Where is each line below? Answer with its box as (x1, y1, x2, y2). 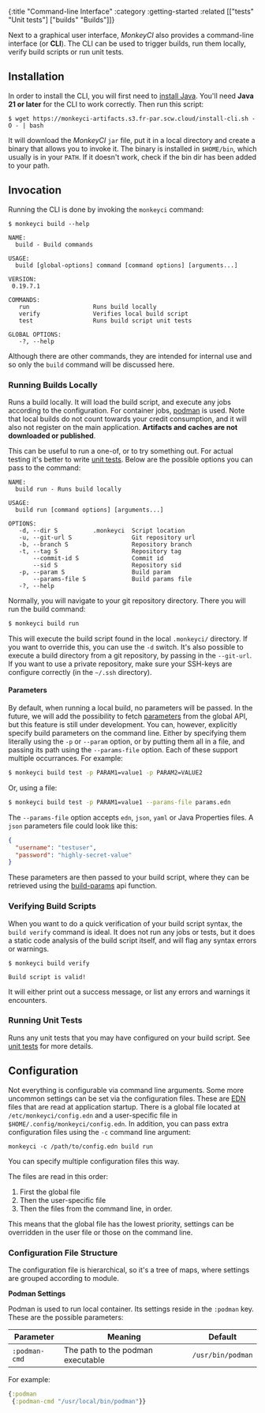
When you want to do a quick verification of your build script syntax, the (8, 918, 243, 928)
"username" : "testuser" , (15, 843, 97, 852)
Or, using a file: (8, 782, 58, 793)
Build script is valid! (8, 973, 87, 981)
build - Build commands (15, 240, 93, 248)
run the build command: (8, 604, 86, 613)
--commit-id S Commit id (32, 554, 164, 562)
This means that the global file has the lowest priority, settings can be (8, 1219, 234, 1228)
